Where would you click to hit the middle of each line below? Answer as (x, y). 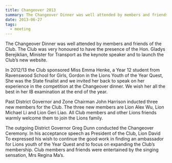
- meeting (20, 29)
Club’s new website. (26, 60)
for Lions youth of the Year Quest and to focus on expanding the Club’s (80, 145)
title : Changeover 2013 (31, 10)
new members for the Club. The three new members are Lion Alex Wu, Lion (85, 107)
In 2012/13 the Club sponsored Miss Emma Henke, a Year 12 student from (83, 70)
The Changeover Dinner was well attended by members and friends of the (84, 44)
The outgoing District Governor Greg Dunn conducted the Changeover (80, 128)
